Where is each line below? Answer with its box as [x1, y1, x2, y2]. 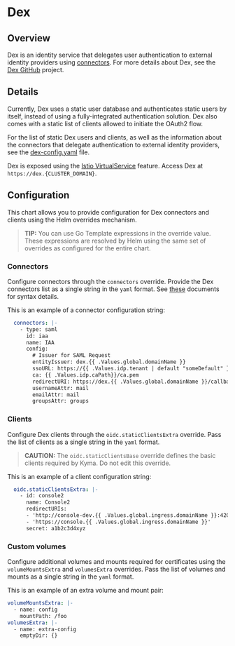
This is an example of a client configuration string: [7, 472, 152, 480]
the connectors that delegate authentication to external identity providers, [7, 140, 220, 149]
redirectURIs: [25, 506, 68, 513]
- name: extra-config [13, 626, 77, 633]
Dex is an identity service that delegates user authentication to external [7, 51, 213, 59]
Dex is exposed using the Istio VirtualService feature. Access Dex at [7, 161, 204, 170]
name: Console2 [25, 499, 71, 506]
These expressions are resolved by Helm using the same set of [24, 236, 206, 245]
